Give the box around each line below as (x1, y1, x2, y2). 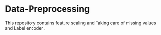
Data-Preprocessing (5, 3, 90, 15)
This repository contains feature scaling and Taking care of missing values (5, 20, 156, 26)
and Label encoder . (5, 25, 46, 31)
